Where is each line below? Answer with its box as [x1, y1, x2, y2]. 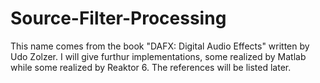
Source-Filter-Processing [10, 7, 227, 30]
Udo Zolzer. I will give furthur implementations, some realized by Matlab [10, 50, 307, 62]
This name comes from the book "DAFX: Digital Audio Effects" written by [10, 40, 310, 52]
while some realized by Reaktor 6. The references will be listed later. [10, 61, 292, 73]
